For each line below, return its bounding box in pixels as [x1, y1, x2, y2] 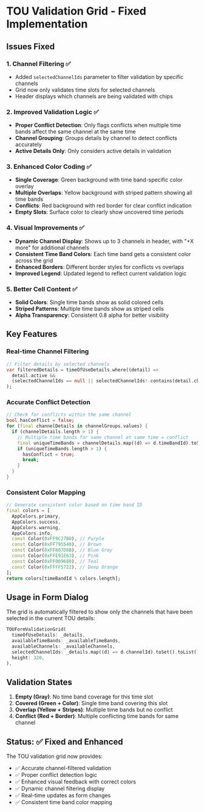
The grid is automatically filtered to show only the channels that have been [6, 608, 193, 615]
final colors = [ [6, 508, 50, 514]
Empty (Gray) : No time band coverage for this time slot [15, 693, 154, 700]
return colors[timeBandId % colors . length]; [6, 575, 121, 581]
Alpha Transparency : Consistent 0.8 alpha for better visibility [15, 311, 169, 319]
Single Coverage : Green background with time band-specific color [15, 176, 183, 183]
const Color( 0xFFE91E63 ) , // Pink [12, 553, 99, 559]
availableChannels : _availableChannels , [12, 643, 115, 649]
